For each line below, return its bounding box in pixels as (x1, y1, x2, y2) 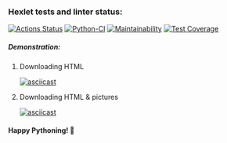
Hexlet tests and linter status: (8, 6, 123, 17)
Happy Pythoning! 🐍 (8, 125, 75, 135)
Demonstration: (8, 42, 61, 51)
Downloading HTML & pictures (19, 93, 119, 102)
